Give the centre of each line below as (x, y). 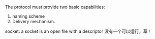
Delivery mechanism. (33, 21)
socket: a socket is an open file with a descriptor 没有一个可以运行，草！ (78, 31)
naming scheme (29, 16)
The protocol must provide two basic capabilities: (55, 7)
